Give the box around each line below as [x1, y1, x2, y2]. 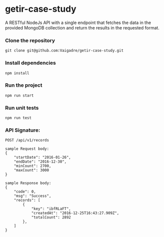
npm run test [5, 116, 32, 120]
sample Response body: [5, 181, 51, 186]
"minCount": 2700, [14, 164, 51, 168]
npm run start [5, 93, 34, 98]
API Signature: [5, 127, 41, 134]
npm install [5, 71, 29, 75]
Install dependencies [5, 60, 56, 67]
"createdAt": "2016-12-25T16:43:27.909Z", [31, 211, 119, 216]
